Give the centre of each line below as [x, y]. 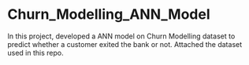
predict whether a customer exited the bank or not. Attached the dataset [125, 44]
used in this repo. [35, 52]
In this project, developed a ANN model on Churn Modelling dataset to [121, 36]
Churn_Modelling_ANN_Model [109, 14]
